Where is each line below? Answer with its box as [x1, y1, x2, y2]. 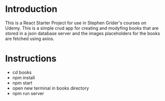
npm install [12, 74, 35, 80]
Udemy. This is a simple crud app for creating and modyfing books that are [5, 25, 159, 31]
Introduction [5, 3, 58, 15]
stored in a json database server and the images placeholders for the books [5, 30, 161, 36]
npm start [12, 80, 32, 86]
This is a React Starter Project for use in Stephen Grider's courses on [5, 20, 147, 26]
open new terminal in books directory [12, 85, 89, 91]
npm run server [12, 90, 44, 96]
